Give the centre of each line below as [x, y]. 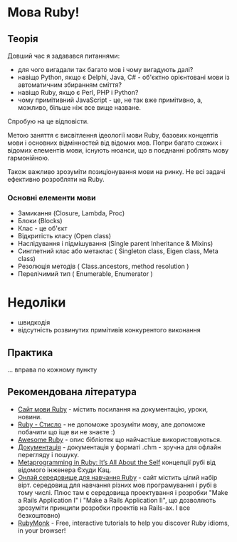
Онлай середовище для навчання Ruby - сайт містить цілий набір [117, 477]
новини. [30, 416]
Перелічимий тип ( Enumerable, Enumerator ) [85, 274]
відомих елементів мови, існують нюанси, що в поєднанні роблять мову [118, 150]
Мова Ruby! [43, 12]
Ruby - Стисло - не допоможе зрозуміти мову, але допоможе [111, 424]
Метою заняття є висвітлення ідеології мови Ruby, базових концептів [113, 135]
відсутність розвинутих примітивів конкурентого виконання [109, 330]
